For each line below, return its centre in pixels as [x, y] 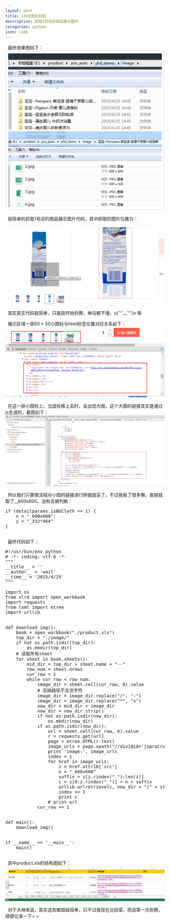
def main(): [20, 822]
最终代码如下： [23, 541]
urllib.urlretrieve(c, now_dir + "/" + [108, 787]
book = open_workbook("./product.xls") [65, 632]
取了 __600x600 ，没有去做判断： [39, 501]
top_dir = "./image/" [43, 637]
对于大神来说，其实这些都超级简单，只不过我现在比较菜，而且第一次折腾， [85, 910]
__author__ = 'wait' [31, 572]
